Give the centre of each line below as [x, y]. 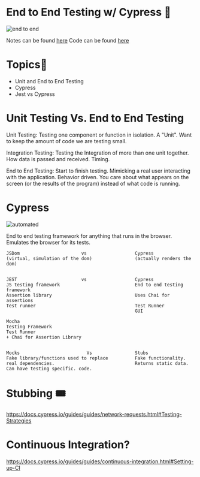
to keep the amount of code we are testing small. [66, 141]
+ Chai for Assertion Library [44, 337]
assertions [20, 300]
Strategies [19, 420]
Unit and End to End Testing [49, 81]
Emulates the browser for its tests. [49, 242]
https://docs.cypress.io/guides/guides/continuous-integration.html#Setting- [100, 461]
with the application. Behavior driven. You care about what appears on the [98, 177]
